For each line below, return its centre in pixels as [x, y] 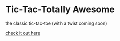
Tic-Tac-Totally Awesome [60, 9]
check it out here [23, 33]
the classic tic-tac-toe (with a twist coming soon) [56, 23]
